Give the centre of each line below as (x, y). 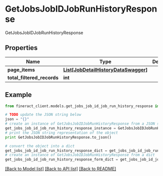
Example (18, 95)
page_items (21, 70)
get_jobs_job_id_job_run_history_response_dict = (56, 151)
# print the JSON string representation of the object (62, 133)
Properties (21, 48)
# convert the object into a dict (40, 146)
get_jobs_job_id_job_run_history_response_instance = (61, 128)
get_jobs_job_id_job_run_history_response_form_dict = (62, 160)
